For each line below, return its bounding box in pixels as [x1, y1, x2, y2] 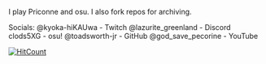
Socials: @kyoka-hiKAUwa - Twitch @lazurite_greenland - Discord [8, 23, 231, 32]
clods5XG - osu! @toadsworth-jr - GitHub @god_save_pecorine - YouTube [8, 32, 259, 41]
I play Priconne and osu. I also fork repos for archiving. [8, 7, 193, 16]
